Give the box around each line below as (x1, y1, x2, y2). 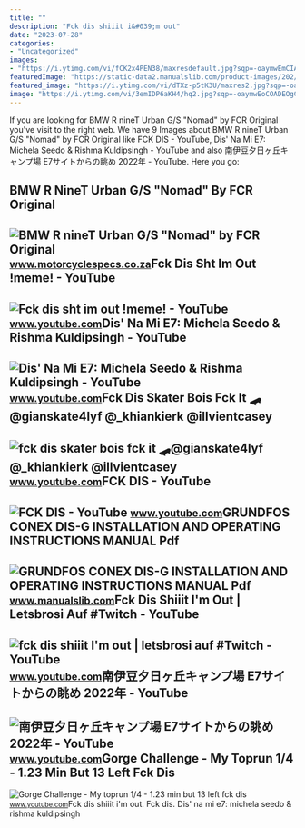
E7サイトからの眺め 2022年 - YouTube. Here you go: (43, 155, 240, 166)
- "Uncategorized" (9, 47, 79, 56)
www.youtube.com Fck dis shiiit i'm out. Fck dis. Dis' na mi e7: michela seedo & (9, 799, 292, 810)
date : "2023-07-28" (9, 30, 84, 39)
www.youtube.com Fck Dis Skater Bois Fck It (9, 390, 247, 405)
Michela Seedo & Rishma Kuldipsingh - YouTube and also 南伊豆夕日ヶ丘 (9, 145, 281, 155)
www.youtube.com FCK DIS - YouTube (9, 474, 212, 489)
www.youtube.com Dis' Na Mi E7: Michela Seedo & (9, 315, 280, 331)
